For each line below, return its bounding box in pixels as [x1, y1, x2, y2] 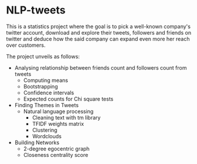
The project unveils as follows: [6, 53, 80, 60]
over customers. [6, 42, 46, 49]
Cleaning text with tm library [32, 114, 101, 121]
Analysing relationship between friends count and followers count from [14, 64, 187, 71]
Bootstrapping [23, 83, 58, 90]
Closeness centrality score [23, 151, 88, 158]
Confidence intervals [23, 89, 75, 96]
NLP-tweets [6, 4, 66, 17]
